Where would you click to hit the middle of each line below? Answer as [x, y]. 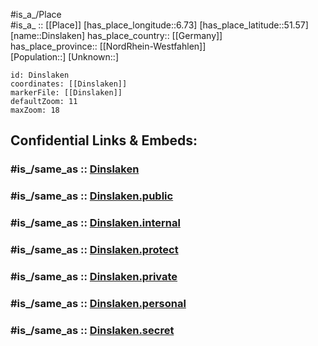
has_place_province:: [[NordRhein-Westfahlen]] [108, 46]
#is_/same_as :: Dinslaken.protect [94, 250]
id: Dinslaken [40, 75]
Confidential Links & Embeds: [104, 140]
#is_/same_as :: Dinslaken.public [92, 196]
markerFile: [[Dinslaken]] [66, 93]
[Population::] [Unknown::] [65, 57]
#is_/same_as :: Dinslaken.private [94, 276]
